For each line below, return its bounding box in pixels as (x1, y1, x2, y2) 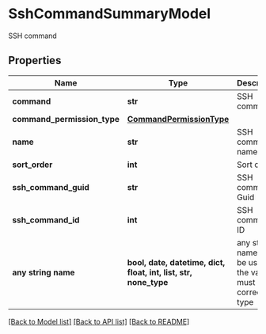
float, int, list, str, (127, 267, 192, 278)
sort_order (12, 159, 53, 170)
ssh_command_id (12, 214, 80, 226)
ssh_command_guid (12, 181, 89, 192)
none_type (127, 276, 169, 287)
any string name (12, 267, 75, 278)
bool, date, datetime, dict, (127, 256, 226, 268)
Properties (8, 54, 62, 67)
